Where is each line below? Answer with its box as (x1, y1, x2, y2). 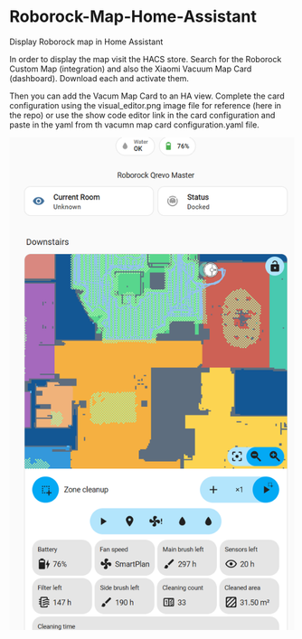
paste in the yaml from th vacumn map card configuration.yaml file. (9, 119, 260, 130)
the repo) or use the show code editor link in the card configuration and (9, 109, 276, 120)
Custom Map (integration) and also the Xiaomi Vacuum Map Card (9, 63, 252, 74)
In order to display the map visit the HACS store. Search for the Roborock (9, 53, 282, 64)
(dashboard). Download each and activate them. (9, 72, 190, 83)
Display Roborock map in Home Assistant (9, 36, 164, 47)
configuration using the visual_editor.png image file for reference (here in (9, 99, 282, 110)
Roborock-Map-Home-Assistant (9, 6, 258, 27)
